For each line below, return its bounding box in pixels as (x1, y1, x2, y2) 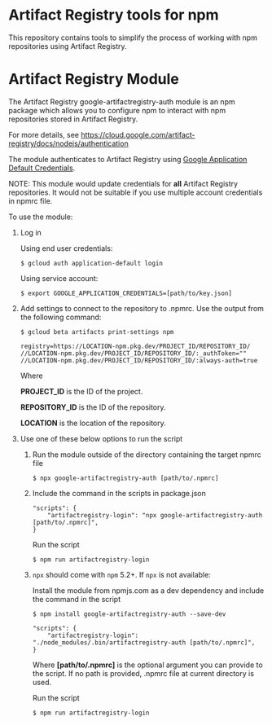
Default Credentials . (8, 163, 76, 173)
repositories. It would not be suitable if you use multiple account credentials (8, 187, 263, 197)
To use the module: (8, 212, 73, 222)
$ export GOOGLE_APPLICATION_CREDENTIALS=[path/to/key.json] (20, 289, 233, 297)
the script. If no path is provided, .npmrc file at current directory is (32, 668, 255, 678)
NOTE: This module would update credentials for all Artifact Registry (8, 178, 239, 188)
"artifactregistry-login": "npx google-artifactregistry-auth (47, 511, 263, 519)
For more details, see (8, 130, 80, 139)
